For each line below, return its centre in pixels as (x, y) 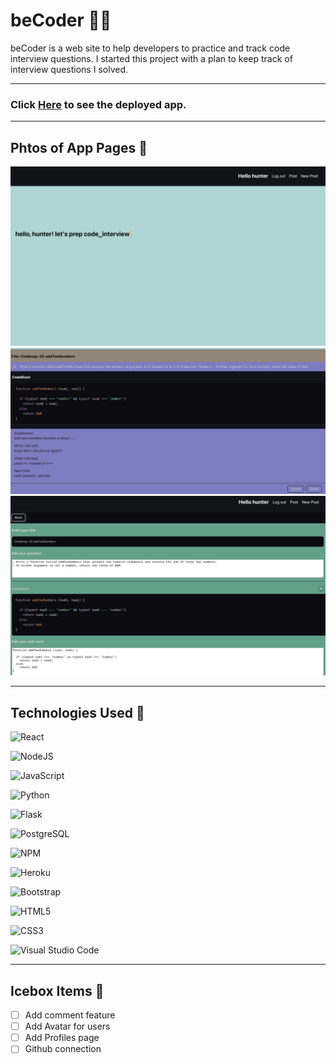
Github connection (63, 1049)
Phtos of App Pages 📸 (79, 147)
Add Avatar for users (67, 1026)
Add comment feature (70, 1015)
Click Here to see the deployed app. (98, 104)
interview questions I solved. (69, 69)
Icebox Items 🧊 (57, 990)
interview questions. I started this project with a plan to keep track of (151, 58)
